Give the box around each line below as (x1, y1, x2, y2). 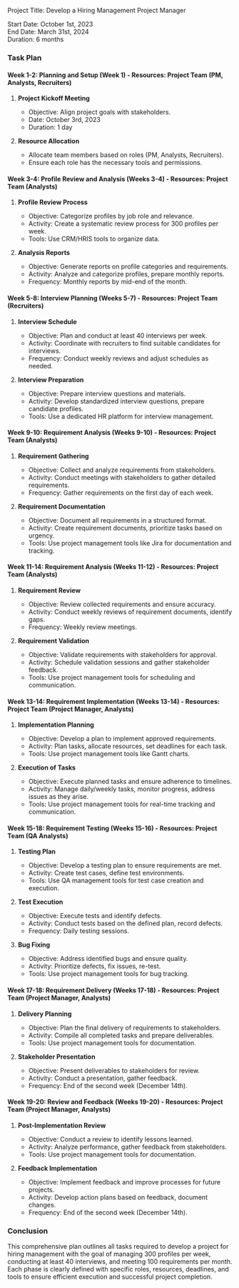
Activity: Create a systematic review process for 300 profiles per (28, 219, 219, 228)
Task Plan (7, 53, 42, 63)
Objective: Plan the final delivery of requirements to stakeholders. (28, 1023, 221, 1032)
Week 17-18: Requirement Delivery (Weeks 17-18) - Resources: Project (7, 985, 220, 995)
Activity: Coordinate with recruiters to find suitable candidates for (28, 338, 221, 347)
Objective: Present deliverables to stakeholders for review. (28, 1066, 200, 1075)
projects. (28, 1185, 55, 1194)
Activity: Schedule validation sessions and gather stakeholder (28, 658, 210, 666)
